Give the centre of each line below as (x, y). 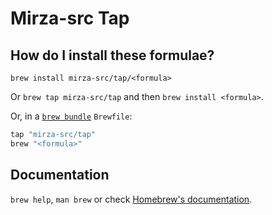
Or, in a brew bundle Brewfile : (71, 116)
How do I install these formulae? (112, 55)
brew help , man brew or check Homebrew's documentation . (131, 199)
